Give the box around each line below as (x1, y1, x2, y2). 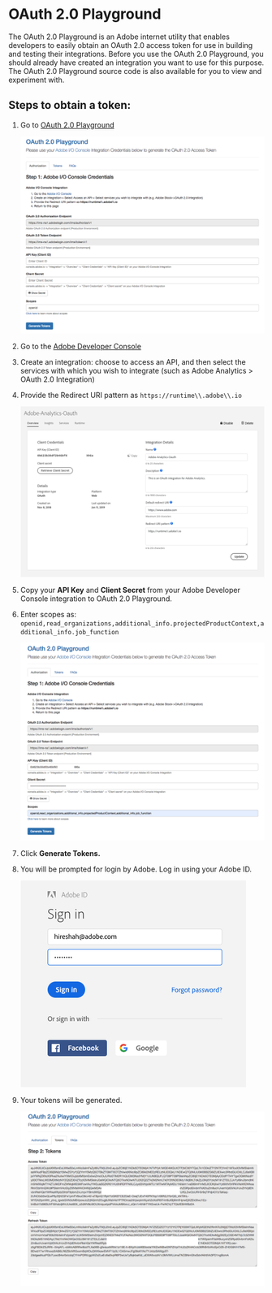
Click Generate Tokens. (19, 848, 101, 858)
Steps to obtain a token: (8, 98, 132, 112)
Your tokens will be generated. (19, 1095, 123, 1105)
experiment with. (8, 75, 65, 84)
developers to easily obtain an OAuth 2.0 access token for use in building (8, 40, 253, 50)
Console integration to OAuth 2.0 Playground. (19, 594, 173, 603)
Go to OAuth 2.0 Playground (19, 119, 115, 130)
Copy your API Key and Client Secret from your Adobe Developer (19, 586, 241, 595)
